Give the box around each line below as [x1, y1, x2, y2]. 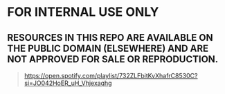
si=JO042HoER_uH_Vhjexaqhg [24, 79, 112, 87]
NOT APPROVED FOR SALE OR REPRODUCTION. [7, 53, 219, 65]
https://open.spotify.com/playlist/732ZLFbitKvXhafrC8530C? [24, 72, 198, 79]
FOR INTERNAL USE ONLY [7, 4, 159, 20]
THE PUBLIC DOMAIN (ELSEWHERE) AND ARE [7, 42, 209, 54]
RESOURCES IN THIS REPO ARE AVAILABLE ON [7, 32, 213, 44]
